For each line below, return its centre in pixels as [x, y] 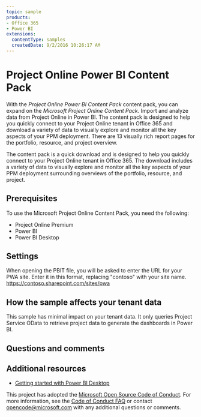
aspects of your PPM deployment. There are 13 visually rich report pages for [100, 136]
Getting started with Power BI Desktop [62, 383]
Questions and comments [55, 348]
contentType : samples [39, 40]
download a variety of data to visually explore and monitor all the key [91, 130]
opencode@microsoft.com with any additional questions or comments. [94, 407]
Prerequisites [32, 199]
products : [19, 17]
